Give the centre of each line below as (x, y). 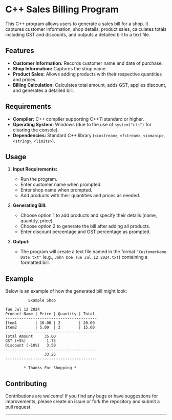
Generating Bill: (30, 205)
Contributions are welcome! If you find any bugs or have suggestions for (82, 396)
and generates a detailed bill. (43, 90)
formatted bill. (35, 262)
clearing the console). (36, 130)
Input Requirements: (35, 169)
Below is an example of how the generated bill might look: (66, 291)
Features (20, 51)
